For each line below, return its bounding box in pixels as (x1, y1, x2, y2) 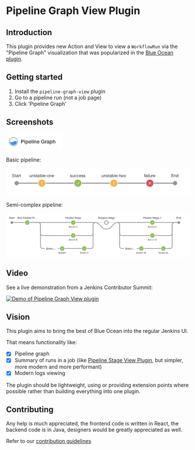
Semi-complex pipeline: (6, 201, 63, 208)
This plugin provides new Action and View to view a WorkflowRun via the (6, 43, 178, 50)
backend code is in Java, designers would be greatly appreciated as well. (6, 426, 183, 434)
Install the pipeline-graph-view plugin (14, 88, 106, 95)
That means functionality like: (6, 339, 77, 346)
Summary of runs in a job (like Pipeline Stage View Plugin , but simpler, (14, 357, 183, 364)
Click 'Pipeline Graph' (14, 100, 67, 107)
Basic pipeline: (6, 156, 41, 163)
